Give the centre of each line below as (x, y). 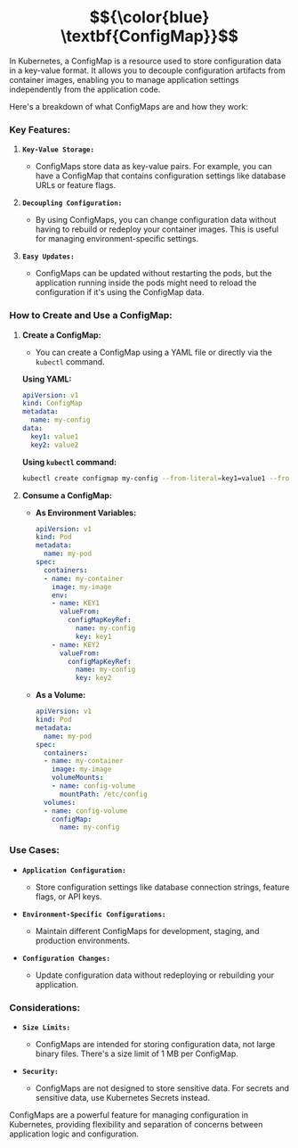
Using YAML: (47, 379)
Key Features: (40, 129)
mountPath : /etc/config (104, 794)
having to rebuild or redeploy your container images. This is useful (157, 229)
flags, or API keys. (68, 896)
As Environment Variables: (86, 512)
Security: (40, 1071)
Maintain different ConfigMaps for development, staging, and (147, 931)
